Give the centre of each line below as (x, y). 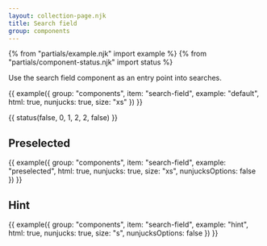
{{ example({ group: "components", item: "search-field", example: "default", (134, 94)
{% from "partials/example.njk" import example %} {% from (108, 54)
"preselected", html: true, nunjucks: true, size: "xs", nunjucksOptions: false (132, 171)
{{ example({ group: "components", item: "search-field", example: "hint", (128, 224)
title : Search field (43, 23)
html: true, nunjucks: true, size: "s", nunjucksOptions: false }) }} (113, 233)
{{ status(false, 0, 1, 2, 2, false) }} (63, 118)
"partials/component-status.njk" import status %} (91, 62)
